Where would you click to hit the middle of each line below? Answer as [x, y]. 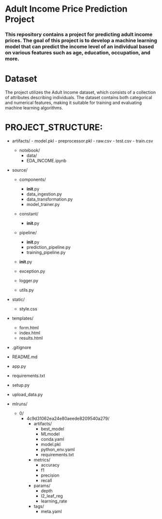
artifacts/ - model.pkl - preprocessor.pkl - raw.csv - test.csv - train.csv [82, 141]
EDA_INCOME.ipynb [46, 160]
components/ [32, 179]
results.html [31, 338]
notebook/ [29, 150]
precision [50, 475]
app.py [19, 366]
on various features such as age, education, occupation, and [78, 53]
